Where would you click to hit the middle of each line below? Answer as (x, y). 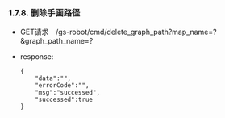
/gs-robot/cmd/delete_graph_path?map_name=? (136, 32)
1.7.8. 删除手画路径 (44, 12)
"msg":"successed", (68, 93)
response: (37, 57)
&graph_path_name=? (56, 41)
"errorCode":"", (62, 86)
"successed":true (64, 100)
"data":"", (53, 78)
